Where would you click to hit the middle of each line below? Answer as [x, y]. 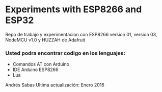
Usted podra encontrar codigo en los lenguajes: [65, 53]
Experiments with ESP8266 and [74, 9]
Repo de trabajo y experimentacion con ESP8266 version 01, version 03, [81, 34]
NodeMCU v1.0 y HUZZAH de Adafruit [45, 40]
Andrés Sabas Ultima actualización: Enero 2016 [55, 85]
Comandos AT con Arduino [41, 64]
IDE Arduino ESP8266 [35, 70]
